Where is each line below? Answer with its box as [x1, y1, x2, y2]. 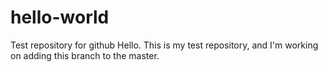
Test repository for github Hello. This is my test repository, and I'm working [10, 39, 319, 51]
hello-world [10, 6, 110, 29]
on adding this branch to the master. [10, 49, 160, 61]
